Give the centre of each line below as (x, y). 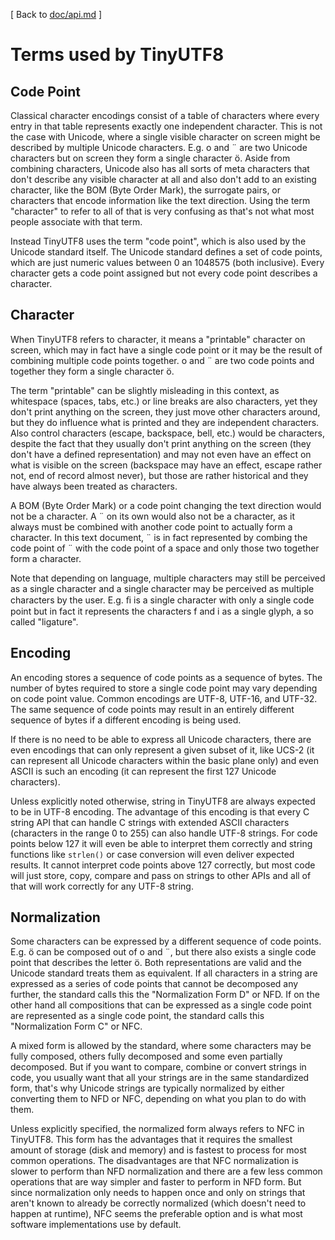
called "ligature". (44, 621)
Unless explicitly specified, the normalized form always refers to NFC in (157, 1129)
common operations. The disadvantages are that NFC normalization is (154, 1161)
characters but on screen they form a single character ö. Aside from (150, 158)
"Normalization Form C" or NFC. (76, 1026)
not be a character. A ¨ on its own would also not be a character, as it (153, 516)
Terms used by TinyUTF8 (117, 55)
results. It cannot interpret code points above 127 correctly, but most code (163, 865)
